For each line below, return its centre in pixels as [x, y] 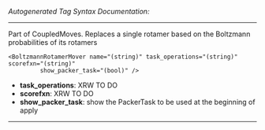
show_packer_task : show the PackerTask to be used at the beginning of [137, 102]
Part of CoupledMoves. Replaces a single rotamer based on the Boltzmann [129, 34]
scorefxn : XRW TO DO [56, 93]
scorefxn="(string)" [42, 64]
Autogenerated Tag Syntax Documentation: [79, 11]
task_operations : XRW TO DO [69, 85]
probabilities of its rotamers [53, 42]
